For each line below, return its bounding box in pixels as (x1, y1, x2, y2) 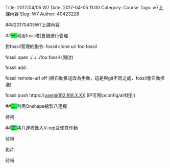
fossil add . (5, 64, 29, 70)
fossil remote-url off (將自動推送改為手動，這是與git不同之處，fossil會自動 (5, 75, 161, 81)
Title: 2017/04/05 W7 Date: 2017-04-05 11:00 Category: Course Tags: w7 (5, 5, 159, 10)
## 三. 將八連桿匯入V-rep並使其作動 (5, 125, 78, 131)
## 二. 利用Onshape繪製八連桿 (5, 103, 67, 109)
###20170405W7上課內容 (5, 22, 60, 28)
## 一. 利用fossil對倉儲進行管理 (5, 33, 68, 38)
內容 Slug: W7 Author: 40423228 (9, 11, 80, 17)
